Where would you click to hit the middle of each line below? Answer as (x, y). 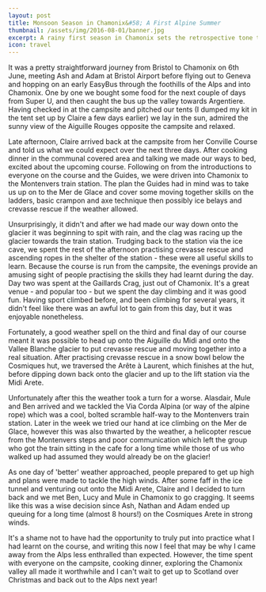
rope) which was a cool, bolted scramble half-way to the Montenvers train (129, 415)
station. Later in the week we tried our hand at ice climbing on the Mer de (127, 423)
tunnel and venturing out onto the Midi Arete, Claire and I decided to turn (127, 489)
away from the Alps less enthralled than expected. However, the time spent (131, 555)
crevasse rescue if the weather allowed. (73, 209)
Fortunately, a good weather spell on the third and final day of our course (127, 332)
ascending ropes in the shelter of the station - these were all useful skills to (131, 258)
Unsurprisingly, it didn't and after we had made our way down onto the (123, 224)
